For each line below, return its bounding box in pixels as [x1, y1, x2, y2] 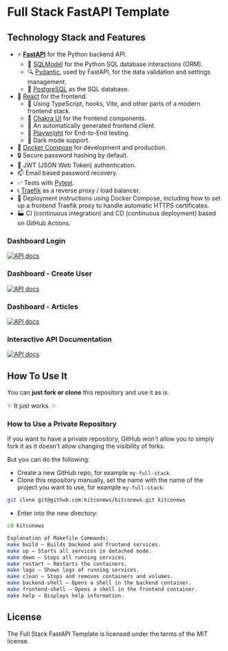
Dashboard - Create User [7, 269, 93, 278]
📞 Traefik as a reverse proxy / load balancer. [16, 186, 141, 195]
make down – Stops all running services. [7, 554, 128, 561]
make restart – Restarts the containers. [7, 560, 128, 567]
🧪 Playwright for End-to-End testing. [27, 129, 130, 137]
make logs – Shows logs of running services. [7, 566, 139, 574]
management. [27, 78, 67, 86]
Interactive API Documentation [7, 334, 112, 344]
